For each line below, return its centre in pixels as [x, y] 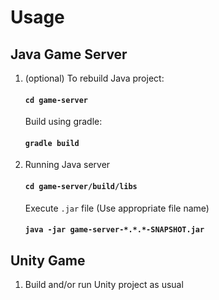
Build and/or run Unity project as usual [104, 285]
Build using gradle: [63, 122]
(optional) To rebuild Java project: [94, 78]
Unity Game [48, 260]
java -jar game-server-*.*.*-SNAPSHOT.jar [114, 230]
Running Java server [67, 165]
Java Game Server [69, 54]
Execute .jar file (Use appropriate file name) [117, 208]
